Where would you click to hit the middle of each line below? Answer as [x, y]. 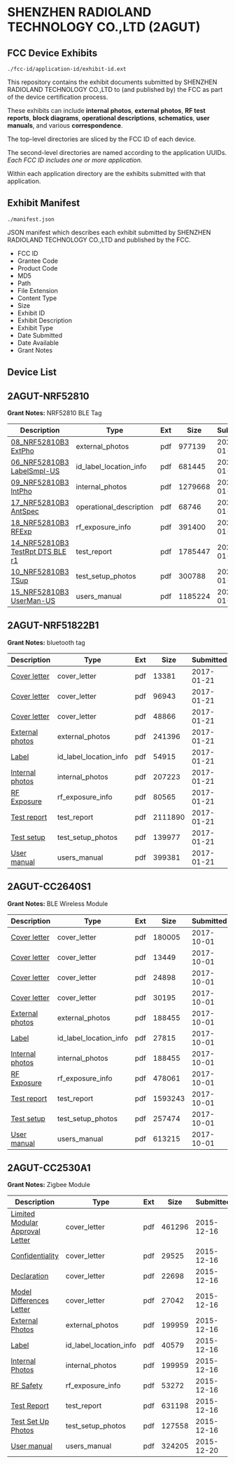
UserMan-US [33, 601]
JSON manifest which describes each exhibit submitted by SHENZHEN [109, 232]
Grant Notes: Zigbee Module [49, 1185]
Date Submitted [40, 335]
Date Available [38, 343]
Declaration [30, 1276]
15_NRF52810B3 [40, 592]
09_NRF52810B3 [40, 482]
